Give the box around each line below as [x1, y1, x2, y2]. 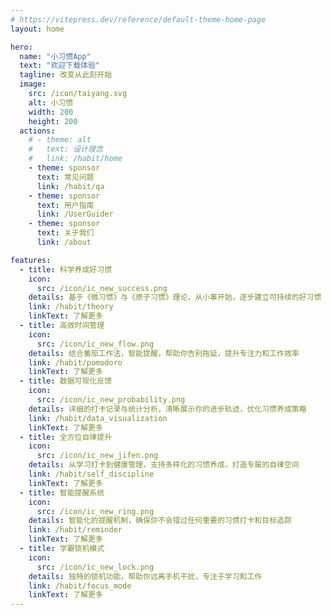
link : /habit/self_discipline [28, 469, 155, 479]
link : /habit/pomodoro [28, 357, 123, 368]
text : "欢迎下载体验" [19, 61, 100, 71]
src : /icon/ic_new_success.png [36, 283, 168, 293]
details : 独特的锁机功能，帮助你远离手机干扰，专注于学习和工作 [28, 571, 263, 581]
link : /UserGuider [36, 209, 114, 220]
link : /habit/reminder [28, 525, 123, 535]
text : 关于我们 [36, 228, 95, 238]
